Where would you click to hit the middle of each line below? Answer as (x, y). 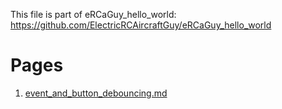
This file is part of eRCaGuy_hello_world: (93, 14)
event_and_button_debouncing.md (96, 93)
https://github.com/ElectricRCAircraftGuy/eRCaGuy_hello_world (141, 25)
